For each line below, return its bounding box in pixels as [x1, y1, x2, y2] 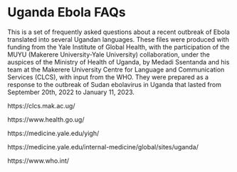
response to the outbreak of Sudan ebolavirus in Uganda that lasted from [7, 80, 222, 88]
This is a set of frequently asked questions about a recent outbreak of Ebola [7, 28, 230, 36]
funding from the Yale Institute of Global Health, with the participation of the [7, 42, 230, 51]
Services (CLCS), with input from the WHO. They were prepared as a [7, 72, 209, 81]
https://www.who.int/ [7, 156, 70, 165]
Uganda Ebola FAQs [7, 4, 126, 21]
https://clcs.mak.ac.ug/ [7, 101, 75, 110]
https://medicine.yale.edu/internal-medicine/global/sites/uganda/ [7, 142, 199, 151]
